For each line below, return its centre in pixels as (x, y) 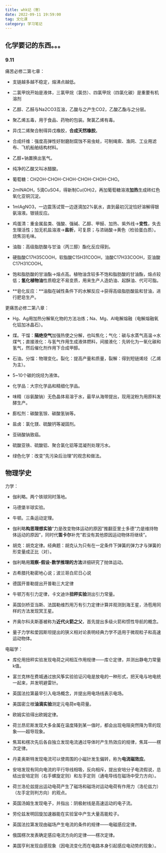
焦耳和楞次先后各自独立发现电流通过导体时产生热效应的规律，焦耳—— (84, 742)
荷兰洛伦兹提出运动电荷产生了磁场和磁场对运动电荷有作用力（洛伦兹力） (86, 786)
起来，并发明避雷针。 (39, 683)
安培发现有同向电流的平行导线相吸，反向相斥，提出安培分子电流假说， (84, 769)
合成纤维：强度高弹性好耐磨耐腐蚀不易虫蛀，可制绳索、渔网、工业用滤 (84, 141)
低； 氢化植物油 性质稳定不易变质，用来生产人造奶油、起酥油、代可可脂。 (86, 280)
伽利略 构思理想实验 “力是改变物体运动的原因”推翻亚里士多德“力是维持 (83, 528)
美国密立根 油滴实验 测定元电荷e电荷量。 (53, 704)
